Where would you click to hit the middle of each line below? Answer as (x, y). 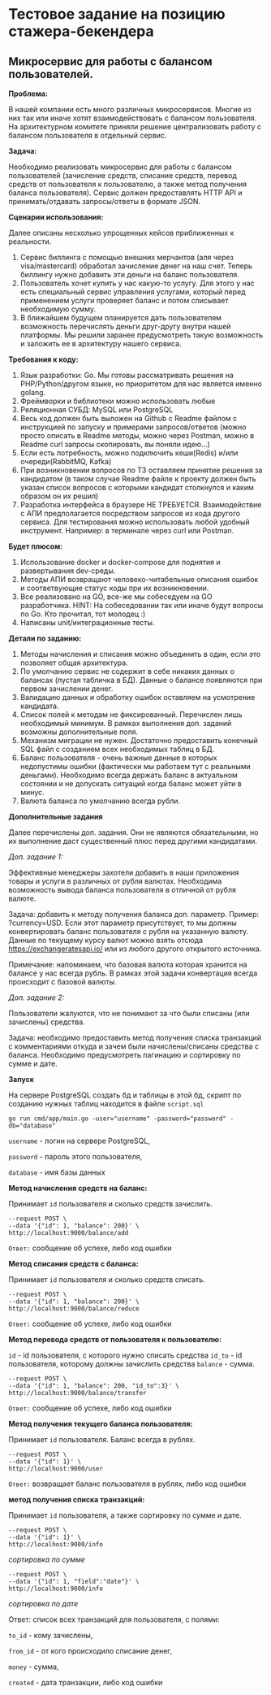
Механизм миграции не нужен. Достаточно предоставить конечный (139, 740)
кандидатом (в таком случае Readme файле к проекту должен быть (138, 479)
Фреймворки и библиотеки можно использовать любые (118, 401)
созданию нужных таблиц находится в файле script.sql (106, 1104)
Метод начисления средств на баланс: (78, 1188)
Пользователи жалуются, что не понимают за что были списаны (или (129, 1013)
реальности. (30, 241)
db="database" (32, 1126)
